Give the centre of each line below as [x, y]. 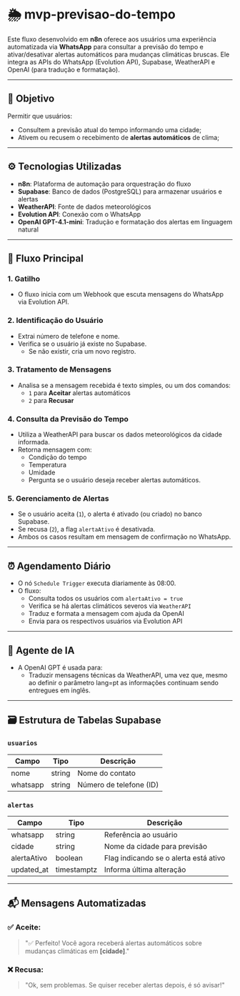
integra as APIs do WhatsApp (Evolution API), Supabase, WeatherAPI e [111, 61]
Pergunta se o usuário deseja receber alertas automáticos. [115, 480]
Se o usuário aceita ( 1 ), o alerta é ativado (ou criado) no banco [110, 514]
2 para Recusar [51, 400]
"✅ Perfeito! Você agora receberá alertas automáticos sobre [113, 943]
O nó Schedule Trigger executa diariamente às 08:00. [97, 583]
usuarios [22, 743]
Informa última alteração [145, 870]
